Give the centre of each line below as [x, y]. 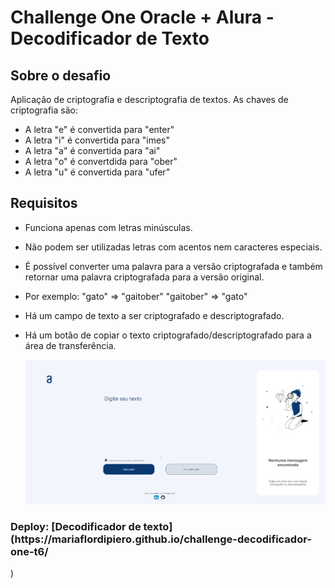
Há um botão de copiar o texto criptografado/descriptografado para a [168, 335]
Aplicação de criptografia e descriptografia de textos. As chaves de [149, 99]
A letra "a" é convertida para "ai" [92, 150]
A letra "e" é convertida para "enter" [99, 129]
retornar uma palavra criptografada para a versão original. [144, 277]
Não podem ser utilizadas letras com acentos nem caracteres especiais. [173, 247]
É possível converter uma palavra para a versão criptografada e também [173, 266]
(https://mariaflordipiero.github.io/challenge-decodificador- [161, 539]
